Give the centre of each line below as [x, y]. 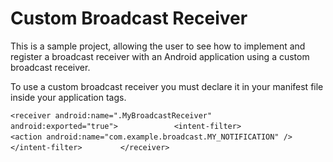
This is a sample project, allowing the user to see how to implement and [158, 46]
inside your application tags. [68, 97]
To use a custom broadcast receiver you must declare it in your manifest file [167, 86]
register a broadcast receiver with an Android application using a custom [160, 56]
